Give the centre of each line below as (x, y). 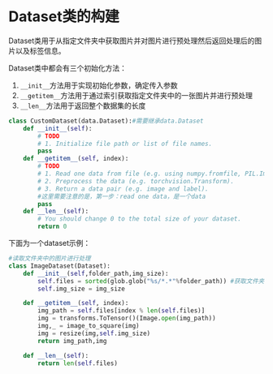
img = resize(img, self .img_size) (94, 333)
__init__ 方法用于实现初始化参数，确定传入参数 (99, 85)
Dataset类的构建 (64, 17)
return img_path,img (72, 341)
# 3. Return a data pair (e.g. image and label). (123, 189)
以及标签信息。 (40, 50)
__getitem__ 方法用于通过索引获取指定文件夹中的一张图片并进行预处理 (136, 95)
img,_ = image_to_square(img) (89, 326)
